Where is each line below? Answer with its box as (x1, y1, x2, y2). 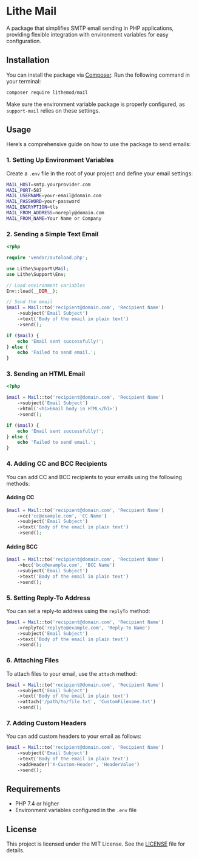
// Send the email (6, 299, 53, 305)
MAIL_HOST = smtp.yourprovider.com (6, 181, 91, 188)
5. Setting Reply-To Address (6, 594, 90, 602)
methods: (6, 480, 30, 487)
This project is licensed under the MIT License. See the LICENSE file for (6, 840, 186, 847)
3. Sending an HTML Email (6, 370, 86, 378)
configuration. (6, 37, 41, 44)
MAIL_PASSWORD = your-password (6, 198, 80, 205)
